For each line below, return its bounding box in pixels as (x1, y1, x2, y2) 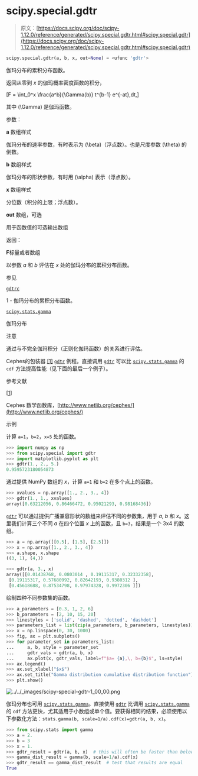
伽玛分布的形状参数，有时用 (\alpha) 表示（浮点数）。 (6, 173, 134, 180)
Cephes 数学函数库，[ (6, 401, 60, 409)
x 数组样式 (6, 186, 32, 193)
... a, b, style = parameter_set (6, 644, 99, 650)
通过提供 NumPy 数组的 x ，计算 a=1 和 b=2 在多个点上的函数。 (6, 478, 156, 486)
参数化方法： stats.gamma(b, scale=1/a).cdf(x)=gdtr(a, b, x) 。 (11, 715, 169, 722)
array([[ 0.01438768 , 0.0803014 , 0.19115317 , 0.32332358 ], (6, 572, 154, 578)
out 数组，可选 (6, 211, 42, 218)
